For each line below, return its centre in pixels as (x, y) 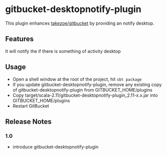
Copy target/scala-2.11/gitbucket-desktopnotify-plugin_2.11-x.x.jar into (85, 95)
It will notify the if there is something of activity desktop (63, 51)
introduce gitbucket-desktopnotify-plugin (55, 147)
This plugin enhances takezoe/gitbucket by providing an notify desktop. (80, 23)
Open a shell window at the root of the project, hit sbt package (77, 79)
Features (19, 39)
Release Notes (29, 122)
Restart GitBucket (31, 106)
